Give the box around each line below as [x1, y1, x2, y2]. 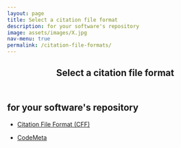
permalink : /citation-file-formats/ [7, 42, 112, 49]
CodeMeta [16, 133, 47, 141]
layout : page [7, 10, 45, 17]
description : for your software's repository [7, 23, 139, 29]
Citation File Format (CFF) [16, 120, 90, 128]
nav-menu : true [7, 36, 51, 42]
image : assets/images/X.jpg [7, 29, 88, 36]
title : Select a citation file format [7, 16, 118, 23]
